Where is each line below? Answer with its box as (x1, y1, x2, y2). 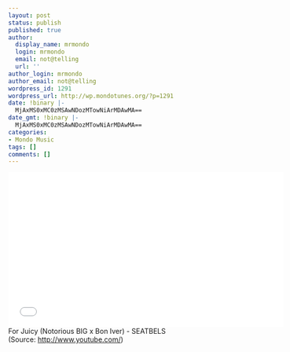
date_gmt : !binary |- (8, 114, 79, 122)
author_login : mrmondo (8, 70, 83, 78)
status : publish (8, 19, 61, 27)
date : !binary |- (8, 99, 65, 107)
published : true (8, 26, 61, 34)
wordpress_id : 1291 (8, 84, 72, 93)
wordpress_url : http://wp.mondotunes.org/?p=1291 (8, 92, 174, 100)
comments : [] (8, 150, 51, 158)
